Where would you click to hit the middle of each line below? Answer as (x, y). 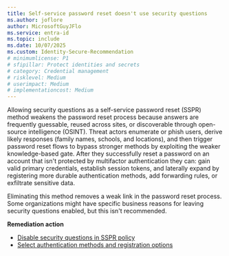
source (17, 132)
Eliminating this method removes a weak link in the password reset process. (115, 196)
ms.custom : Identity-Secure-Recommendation (70, 52)
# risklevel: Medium (37, 77)
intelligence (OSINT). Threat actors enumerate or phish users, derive (126, 132)
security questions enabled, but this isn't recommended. (87, 211)
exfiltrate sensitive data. (41, 183)
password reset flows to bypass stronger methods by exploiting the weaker (114, 147)
